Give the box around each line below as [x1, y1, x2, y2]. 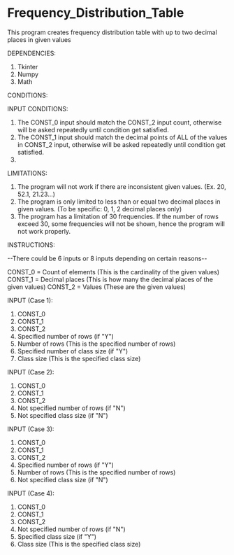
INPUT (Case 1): [7, 296, 54, 304]
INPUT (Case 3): [7, 425, 54, 433]
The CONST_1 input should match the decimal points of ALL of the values [17, 133, 228, 141]
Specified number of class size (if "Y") [17, 346, 129, 355]
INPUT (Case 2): [7, 367, 54, 376]
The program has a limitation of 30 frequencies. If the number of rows [17, 212, 219, 220]
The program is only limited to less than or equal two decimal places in [17, 197, 221, 206]
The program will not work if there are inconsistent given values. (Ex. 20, [17, 182, 227, 190]
